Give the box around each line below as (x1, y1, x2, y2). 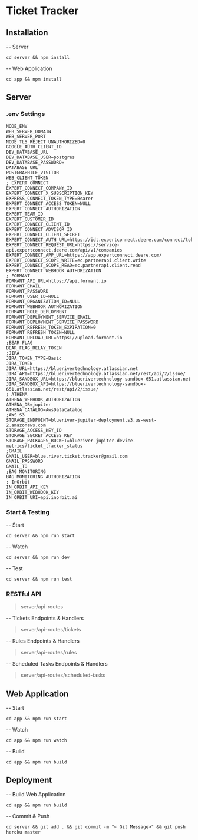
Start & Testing (6, 508, 50, 516)
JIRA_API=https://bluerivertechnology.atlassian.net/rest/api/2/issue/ (6, 371, 186, 376)
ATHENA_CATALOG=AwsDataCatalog (6, 406, 83, 413)
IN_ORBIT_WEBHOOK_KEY (6, 489, 60, 495)
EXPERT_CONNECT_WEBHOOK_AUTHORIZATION (6, 267, 101, 273)
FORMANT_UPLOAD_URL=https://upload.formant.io (6, 335, 123, 340)
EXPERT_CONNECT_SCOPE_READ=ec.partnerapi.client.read (6, 262, 141, 269)
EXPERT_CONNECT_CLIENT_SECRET (6, 232, 81, 237)
